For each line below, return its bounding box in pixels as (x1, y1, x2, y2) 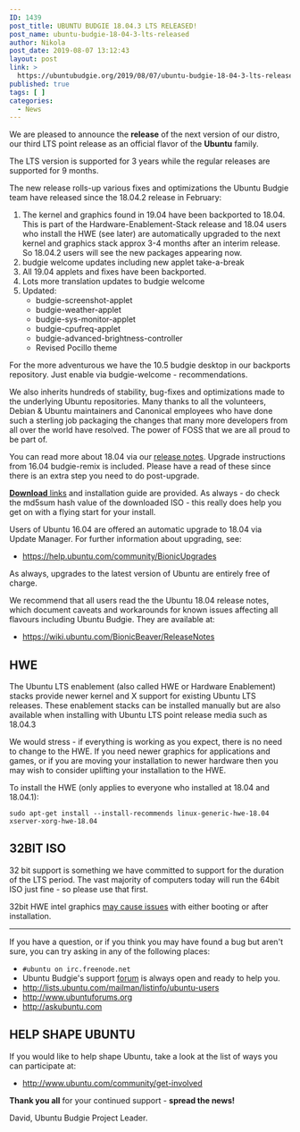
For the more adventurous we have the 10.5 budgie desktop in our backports (9, 359, 291, 371)
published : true (9, 80, 70, 89)
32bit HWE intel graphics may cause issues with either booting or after (9, 900, 270, 912)
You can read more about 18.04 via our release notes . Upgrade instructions (9, 452, 286, 462)
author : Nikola (9, 38, 66, 47)
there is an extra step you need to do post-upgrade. (9, 470, 200, 481)
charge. (9, 578, 37, 588)
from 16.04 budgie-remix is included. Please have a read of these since (9, 461, 271, 472)
